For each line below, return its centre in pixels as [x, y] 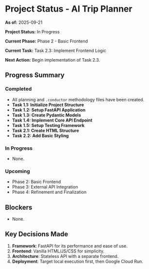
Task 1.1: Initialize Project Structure [48, 105]
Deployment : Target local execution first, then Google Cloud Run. [77, 261]
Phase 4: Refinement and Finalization [49, 192]
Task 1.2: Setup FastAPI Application [49, 110]
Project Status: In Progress [32, 32]
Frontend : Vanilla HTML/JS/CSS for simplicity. [58, 251]
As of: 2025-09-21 [24, 22]
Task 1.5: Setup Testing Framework [48, 125]
